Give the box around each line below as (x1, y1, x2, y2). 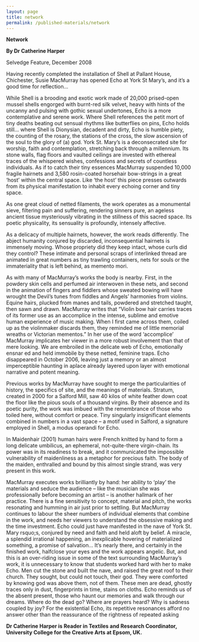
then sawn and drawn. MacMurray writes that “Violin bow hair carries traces (6, 306, 192, 313)
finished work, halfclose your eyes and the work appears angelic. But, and (6, 548, 187, 555)
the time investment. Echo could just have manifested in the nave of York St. (6, 523, 192, 530)
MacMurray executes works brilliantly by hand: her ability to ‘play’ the (6, 479, 176, 486)
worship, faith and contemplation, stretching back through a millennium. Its (6, 145, 189, 152)
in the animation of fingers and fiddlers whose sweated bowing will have (6, 287, 183, 294)
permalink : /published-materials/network (6, 20, 110, 26)
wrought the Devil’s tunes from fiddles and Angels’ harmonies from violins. (6, 293, 188, 300)
